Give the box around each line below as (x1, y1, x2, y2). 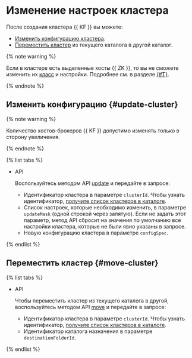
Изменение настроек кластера (6, 4, 169, 17)
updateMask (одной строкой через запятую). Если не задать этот (23, 210, 186, 217)
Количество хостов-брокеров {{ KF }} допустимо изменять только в (6, 126, 180, 134)
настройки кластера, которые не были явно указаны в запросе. (23, 223, 186, 230)
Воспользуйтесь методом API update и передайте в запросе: (14, 180, 171, 187)
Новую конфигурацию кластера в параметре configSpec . (23, 229, 168, 236)
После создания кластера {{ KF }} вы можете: (6, 23, 123, 30)
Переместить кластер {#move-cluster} (6, 258, 159, 268)
